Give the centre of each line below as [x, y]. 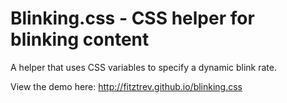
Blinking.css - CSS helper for [132, 18]
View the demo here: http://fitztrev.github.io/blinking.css [126, 86]
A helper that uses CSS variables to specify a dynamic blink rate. [143, 67]
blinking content [80, 39]
